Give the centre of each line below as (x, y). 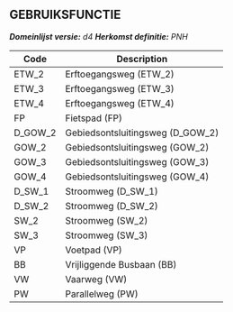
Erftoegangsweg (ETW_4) (120, 103)
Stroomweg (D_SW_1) (112, 191)
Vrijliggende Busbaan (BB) (121, 264)
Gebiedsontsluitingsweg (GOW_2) (137, 147)
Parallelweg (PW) (102, 294)
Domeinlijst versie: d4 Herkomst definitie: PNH (99, 36)
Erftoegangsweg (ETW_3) (120, 88)
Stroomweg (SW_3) (107, 235)
